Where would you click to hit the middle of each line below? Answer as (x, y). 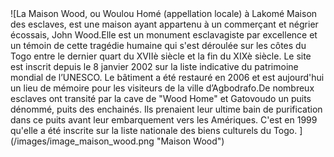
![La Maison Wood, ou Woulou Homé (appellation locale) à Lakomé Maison (164, 13)
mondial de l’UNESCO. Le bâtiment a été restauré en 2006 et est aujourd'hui (167, 77)
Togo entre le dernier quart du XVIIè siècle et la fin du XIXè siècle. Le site (161, 56)
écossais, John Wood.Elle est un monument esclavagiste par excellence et (164, 35)
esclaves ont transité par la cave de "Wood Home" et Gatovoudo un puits (161, 98)
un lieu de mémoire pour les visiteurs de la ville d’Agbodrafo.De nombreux (162, 88)
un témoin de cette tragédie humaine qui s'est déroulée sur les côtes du (158, 45)
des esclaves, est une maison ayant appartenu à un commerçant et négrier (164, 24)
